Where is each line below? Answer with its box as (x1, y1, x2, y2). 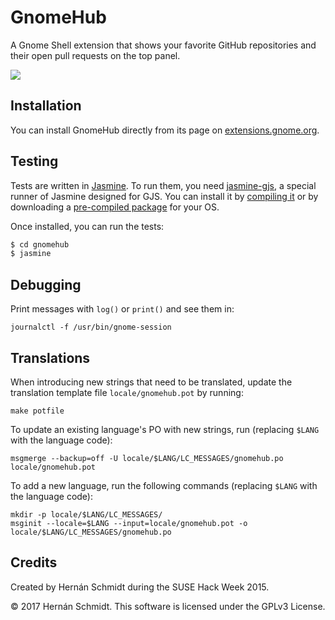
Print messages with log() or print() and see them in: (10, 303, 235, 315)
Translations (10, 349, 91, 366)
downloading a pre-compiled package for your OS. (10, 201, 220, 213)
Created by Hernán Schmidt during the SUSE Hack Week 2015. (10, 581, 270, 593)
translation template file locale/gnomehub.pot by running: (10, 386, 244, 398)
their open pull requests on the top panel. (10, 49, 181, 61)
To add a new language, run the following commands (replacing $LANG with (10, 479, 318, 491)
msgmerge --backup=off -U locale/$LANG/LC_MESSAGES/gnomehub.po (10, 453, 284, 463)
